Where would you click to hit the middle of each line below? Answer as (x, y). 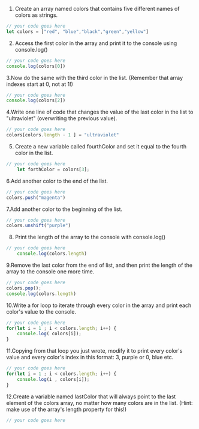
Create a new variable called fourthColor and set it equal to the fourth (101, 146)
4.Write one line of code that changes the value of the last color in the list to (100, 112)
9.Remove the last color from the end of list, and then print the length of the (99, 265)
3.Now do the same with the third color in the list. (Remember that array (95, 78)
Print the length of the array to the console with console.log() (90, 237)
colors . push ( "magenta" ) (36, 198)
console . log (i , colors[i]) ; (53, 379)
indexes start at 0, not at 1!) (40, 84)
